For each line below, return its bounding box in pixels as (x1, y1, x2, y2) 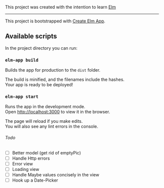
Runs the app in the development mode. (5, 104, 85, 110)
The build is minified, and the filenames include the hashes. (5, 76, 124, 82)
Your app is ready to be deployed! (5, 82, 73, 88)
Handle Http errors (12, 155, 50, 161)
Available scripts (5, 32, 57, 40)
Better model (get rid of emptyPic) (12, 150, 82, 155)
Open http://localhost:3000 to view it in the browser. (5, 109, 110, 115)
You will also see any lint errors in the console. (5, 124, 99, 130)
